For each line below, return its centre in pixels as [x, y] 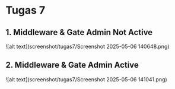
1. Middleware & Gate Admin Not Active [79, 32]
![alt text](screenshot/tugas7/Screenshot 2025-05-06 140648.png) [87, 46]
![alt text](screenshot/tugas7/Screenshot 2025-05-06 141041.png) [86, 79]
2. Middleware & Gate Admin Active [72, 65]
